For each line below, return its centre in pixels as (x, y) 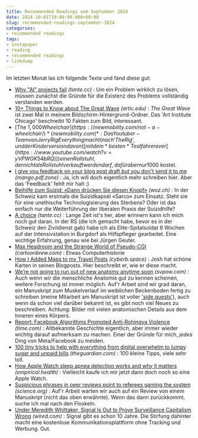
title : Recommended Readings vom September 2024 (67, 12)
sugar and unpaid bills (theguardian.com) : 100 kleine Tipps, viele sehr (100, 353)
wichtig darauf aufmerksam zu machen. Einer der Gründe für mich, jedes (103, 334)
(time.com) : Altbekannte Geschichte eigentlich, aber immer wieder (96, 328)
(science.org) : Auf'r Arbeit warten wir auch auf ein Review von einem (100, 391)
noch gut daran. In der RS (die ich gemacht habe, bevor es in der (93, 221)
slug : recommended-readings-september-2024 (61, 22)
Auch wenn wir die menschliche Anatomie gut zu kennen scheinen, (96, 278)
